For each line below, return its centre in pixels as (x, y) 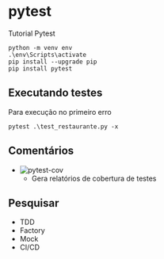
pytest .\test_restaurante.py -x (63, 126)
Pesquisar (34, 203)
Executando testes (55, 93)
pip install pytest (40, 69)
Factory (32, 230)
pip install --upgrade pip (53, 62)
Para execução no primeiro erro (60, 112)
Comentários (41, 151)
